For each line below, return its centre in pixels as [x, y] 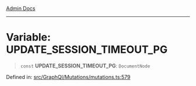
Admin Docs [21, 8]
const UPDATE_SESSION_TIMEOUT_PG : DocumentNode [85, 66]
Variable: [29, 37]
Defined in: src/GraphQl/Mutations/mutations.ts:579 [68, 77]
